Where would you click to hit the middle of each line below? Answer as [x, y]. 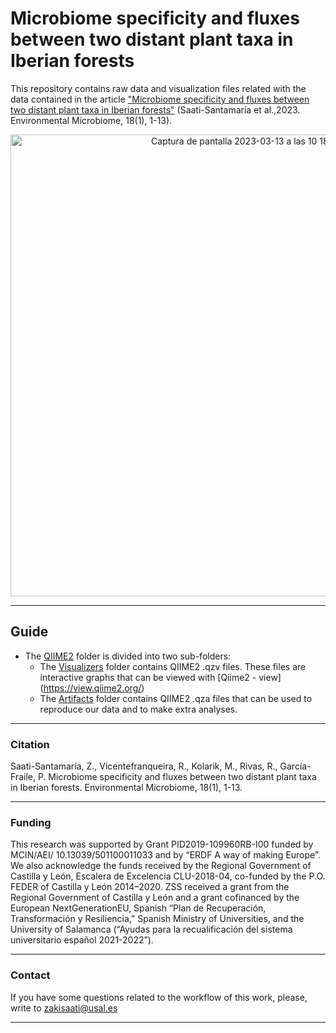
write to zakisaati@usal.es [64, 1008]
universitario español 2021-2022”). [82, 940]
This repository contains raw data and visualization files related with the [158, 88]
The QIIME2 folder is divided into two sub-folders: [128, 656]
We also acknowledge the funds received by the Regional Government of [161, 866]
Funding [31, 822]
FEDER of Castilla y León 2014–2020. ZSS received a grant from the [150, 887]
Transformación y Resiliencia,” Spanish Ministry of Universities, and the [157, 919]
